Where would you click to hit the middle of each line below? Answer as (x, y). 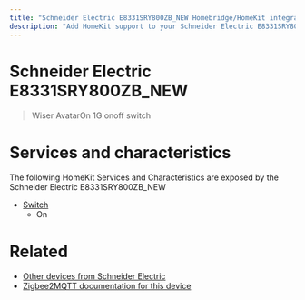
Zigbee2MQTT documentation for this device (107, 286)
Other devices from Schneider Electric (94, 276)
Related (39, 251)
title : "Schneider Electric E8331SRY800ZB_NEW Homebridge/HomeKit (138, 18)
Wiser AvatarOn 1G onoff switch (91, 115)
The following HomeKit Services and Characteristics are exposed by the (144, 177)
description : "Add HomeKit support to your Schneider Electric (132, 26)
